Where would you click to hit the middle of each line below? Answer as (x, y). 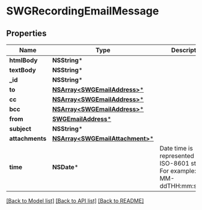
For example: (178, 171)
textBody (23, 70)
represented (177, 156)
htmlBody (23, 60)
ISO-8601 (174, 163)
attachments (28, 138)
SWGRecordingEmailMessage (83, 11)
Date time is (176, 148)
